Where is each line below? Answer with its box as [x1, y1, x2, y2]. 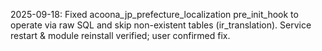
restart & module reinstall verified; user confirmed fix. [10, 30, 231, 41]
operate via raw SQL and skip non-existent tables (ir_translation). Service [10, 19, 312, 31]
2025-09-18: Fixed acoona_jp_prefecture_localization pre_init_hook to [10, 9, 299, 20]
